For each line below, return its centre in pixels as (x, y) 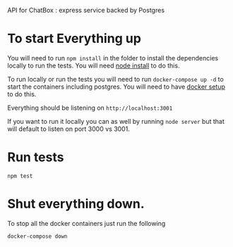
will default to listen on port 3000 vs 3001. (69, 129)
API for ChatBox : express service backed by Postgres (86, 10)
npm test (20, 176)
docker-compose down (38, 236)
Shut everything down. (76, 204)
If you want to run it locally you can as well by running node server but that (116, 121)
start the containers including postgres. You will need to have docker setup (116, 87)
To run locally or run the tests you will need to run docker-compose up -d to (115, 79)
